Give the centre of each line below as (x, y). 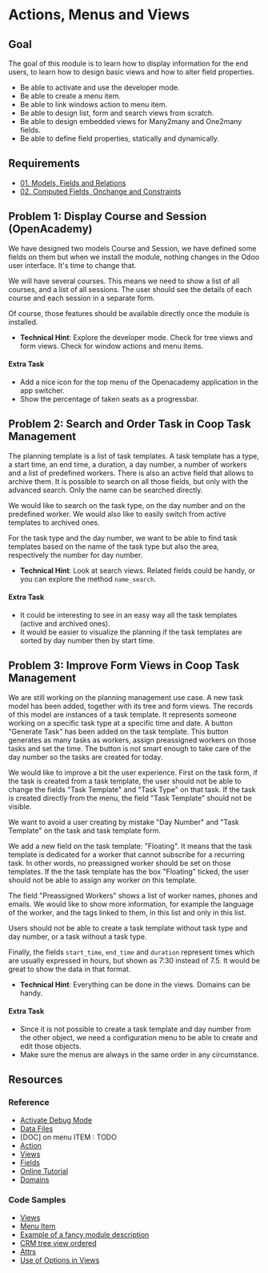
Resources (36, 1080)
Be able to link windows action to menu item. (94, 104)
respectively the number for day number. (76, 554)
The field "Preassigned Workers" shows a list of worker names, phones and (133, 895)
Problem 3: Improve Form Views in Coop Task (124, 666)
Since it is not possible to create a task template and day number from (135, 1029)
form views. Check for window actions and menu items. (112, 346)
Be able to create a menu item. (70, 96)
